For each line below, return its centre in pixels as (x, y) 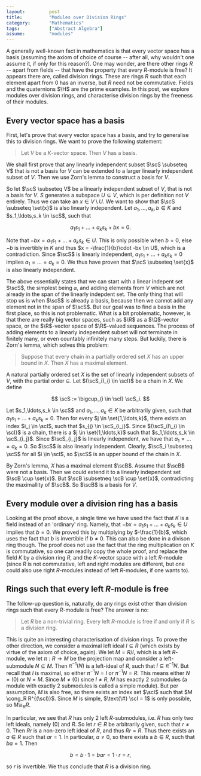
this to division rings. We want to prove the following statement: (84, 141)
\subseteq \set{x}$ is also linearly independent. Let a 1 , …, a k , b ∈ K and (94, 208)
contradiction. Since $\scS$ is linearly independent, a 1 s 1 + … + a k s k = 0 (95, 255)
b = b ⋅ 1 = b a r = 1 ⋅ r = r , (100, 754)
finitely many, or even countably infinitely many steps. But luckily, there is (97, 338)
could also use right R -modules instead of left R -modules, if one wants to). (98, 570)
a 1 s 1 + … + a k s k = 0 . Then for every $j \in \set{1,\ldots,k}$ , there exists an (96, 419)
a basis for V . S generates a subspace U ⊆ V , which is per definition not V (98, 195)
